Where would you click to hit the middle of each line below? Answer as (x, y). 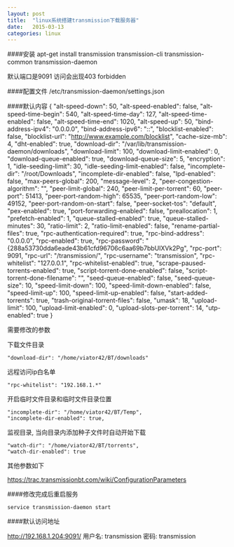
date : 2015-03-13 (36, 27)
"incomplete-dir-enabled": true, (56, 419)
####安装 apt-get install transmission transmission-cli (85, 54)
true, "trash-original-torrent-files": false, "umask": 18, (113, 300)
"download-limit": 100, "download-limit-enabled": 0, (145, 151)
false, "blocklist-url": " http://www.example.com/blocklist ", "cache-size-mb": (117, 137)
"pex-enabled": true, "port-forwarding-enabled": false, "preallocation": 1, (112, 211)
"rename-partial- (196, 226)
